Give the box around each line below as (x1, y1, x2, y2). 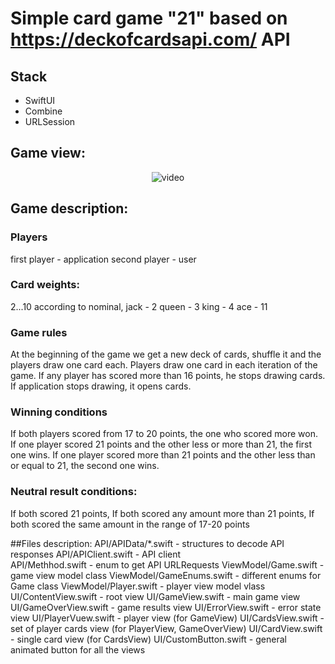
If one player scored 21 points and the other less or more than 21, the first (10, 438, 313, 451)
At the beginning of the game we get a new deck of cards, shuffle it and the (10, 348, 322, 361)
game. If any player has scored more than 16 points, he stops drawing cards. (10, 370, 326, 382)
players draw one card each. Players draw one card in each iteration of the (10, 359, 318, 371)
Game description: (10, 200, 129, 217)
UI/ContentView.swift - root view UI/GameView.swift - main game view (10, 590, 301, 602)
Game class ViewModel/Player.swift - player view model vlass (10, 580, 266, 592)
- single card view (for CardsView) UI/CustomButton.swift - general (10, 633, 287, 645)
